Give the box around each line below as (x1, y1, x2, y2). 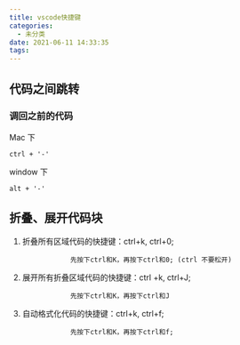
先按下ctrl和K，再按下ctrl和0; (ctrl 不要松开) (69, 255, 233, 264)
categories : (9, 21, 53, 30)
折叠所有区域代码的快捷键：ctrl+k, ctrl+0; (21, 236, 174, 246)
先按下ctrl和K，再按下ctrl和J (69, 291, 171, 301)
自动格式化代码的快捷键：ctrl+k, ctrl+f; (21, 308, 164, 318)
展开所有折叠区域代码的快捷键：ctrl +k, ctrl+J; (21, 272, 191, 283)
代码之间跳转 (9, 81, 80, 96)
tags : (9, 46, 29, 55)
